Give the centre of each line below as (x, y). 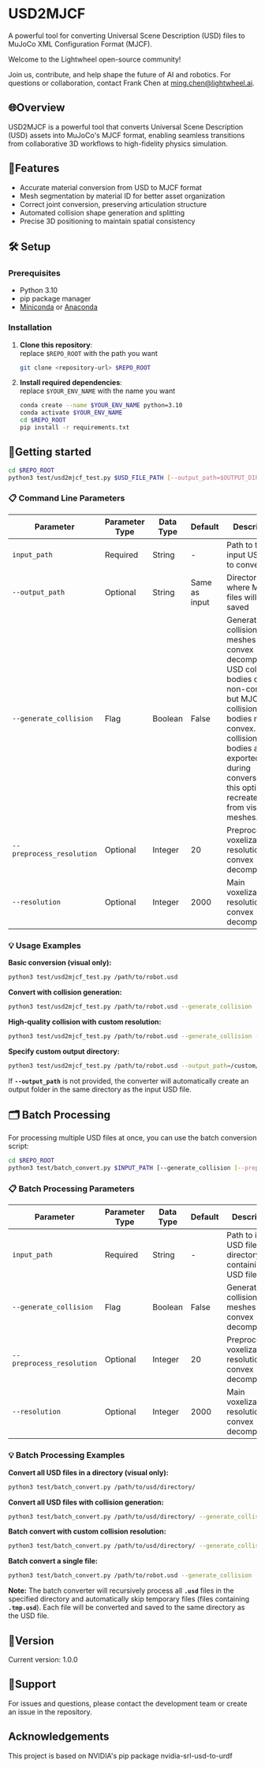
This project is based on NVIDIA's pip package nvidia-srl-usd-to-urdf (120, 1755)
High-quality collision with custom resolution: (85, 1021)
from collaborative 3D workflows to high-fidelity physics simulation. (118, 144)
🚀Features (34, 169)
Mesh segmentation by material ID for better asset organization (122, 196)
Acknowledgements (59, 1737)
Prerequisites (34, 273)
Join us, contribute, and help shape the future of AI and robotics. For (119, 74)
